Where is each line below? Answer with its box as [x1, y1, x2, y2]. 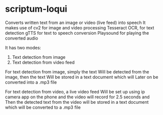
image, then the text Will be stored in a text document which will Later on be [5, 74, 159, 80]
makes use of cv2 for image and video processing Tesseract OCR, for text [5, 24, 154, 30]
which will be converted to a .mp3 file [5, 104, 81, 110]
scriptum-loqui [5, 3, 68, 15]
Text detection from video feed [12, 59, 75, 65]
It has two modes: [5, 45, 42, 50]
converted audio [5, 35, 38, 41]
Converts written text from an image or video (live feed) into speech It [5, 20, 146, 25]
